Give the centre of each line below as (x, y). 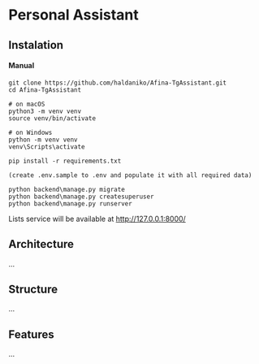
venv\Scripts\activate (47, 147)
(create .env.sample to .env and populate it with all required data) (130, 175)
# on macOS (27, 104)
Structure (33, 289)
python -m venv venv (43, 140)
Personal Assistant (74, 15)
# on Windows (30, 132)
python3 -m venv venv (45, 111)
